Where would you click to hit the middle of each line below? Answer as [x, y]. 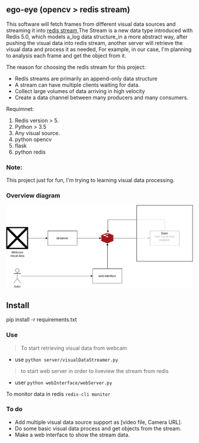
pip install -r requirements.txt [41, 320]
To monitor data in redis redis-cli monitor [58, 394]
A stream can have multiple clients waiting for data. [77, 85]
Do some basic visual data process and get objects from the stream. [98, 428]
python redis [30, 152]
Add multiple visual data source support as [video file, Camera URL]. [98, 422]
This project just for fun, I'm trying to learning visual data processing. [90, 180]
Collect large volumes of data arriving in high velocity [80, 91]
